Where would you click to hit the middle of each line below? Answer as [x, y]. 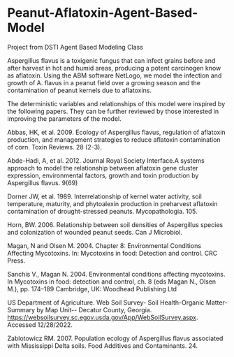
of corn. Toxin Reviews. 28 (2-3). [55, 147]
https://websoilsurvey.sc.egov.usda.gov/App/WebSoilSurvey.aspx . [103, 317]
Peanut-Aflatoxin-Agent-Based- [103, 13]
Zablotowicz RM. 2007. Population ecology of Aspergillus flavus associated [115, 338]
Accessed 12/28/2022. [40, 325]
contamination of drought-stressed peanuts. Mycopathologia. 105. [102, 211]
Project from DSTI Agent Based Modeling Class [75, 47]
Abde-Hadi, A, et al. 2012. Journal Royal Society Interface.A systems [106, 160]
